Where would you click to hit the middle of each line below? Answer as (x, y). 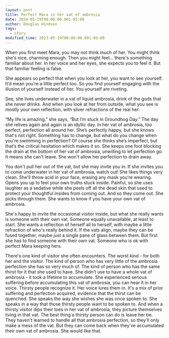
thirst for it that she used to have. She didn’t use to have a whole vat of (79, 272)
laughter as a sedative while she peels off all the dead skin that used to (79, 188)
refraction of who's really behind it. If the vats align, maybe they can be (79, 230)
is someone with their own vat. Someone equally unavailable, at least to (79, 219)
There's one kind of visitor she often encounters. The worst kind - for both (82, 256)
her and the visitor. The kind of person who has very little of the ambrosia (81, 261)
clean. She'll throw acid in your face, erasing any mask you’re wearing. (79, 177)
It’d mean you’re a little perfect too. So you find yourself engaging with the (82, 83)
